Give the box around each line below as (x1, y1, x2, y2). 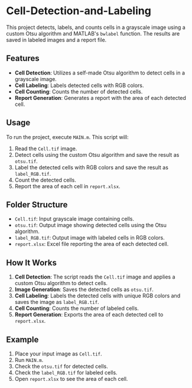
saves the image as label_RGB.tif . (14, 299, 99, 306)
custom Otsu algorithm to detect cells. (14, 280, 108, 287)
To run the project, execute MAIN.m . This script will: (6, 133, 129, 140)
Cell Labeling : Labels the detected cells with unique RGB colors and (14, 292, 181, 299)
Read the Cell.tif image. (14, 145, 77, 152)
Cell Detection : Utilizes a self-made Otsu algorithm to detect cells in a (14, 69, 185, 76)
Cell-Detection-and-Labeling (6, 4, 152, 18)
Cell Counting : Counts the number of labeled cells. (14, 305, 139, 312)
